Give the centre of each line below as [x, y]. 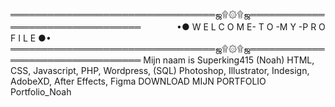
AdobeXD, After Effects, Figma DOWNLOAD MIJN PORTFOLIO [138, 81]
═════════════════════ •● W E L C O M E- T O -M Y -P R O [168, 27]
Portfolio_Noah [41, 92]
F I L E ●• [31, 38]
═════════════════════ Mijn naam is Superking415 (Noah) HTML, [162, 60]
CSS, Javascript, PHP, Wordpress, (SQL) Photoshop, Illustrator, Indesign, [160, 70]
